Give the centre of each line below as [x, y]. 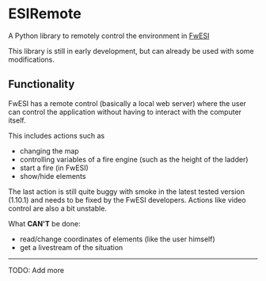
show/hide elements [53, 176]
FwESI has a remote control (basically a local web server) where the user [127, 103]
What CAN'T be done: [44, 223]
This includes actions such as [57, 135]
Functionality [42, 84]
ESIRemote [45, 14]
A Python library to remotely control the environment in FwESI [109, 36]
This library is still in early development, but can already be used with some [131, 51]
